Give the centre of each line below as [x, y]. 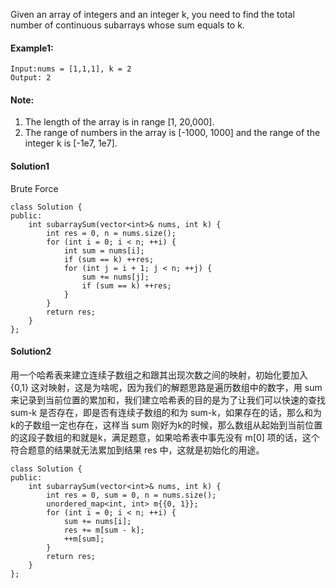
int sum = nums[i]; [104, 250]
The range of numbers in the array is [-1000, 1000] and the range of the [172, 133]
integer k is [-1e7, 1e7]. [71, 143]
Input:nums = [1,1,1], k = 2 [71, 69]
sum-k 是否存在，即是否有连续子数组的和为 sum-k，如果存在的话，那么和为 [166, 412]
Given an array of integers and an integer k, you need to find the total [152, 14]
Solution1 [30, 166]
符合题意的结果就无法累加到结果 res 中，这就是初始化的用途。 [137, 450]
